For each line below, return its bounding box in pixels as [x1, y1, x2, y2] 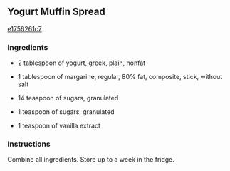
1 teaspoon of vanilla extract [17, 121, 101, 130]
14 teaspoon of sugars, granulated [17, 94, 119, 103]
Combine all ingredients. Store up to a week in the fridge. [7, 155, 174, 164]
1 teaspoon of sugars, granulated [17, 108, 115, 116]
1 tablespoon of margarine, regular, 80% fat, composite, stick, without [17, 73, 223, 81]
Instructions [7, 139, 51, 149]
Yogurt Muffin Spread [7, 6, 105, 18]
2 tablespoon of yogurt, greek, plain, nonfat [17, 58, 146, 67]
